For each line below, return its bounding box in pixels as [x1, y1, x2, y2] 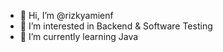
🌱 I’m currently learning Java [19, 31, 139, 42]
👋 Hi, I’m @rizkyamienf [19, 10, 114, 21]
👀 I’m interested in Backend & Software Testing [19, 20, 213, 32]
